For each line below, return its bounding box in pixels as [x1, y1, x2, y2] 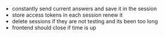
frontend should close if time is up [11, 24, 96, 31]
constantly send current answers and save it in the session [11, 5, 157, 12]
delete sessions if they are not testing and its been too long [11, 18, 159, 24]
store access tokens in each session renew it [11, 11, 123, 18]
